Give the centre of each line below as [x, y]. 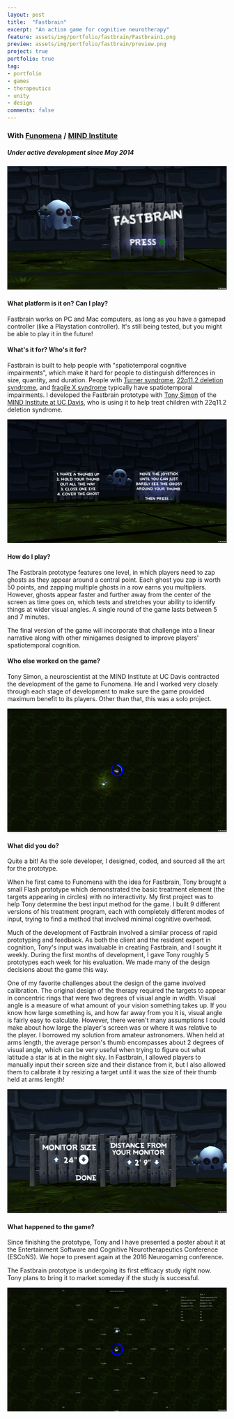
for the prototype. [32, 869]
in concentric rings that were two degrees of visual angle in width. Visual [111, 998]
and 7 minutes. [29, 617]
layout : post [26, 15]
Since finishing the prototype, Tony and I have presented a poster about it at [116, 1242]
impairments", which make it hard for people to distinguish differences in [111, 373]
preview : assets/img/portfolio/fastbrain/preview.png [87, 44]
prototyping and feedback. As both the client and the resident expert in [109, 940]
